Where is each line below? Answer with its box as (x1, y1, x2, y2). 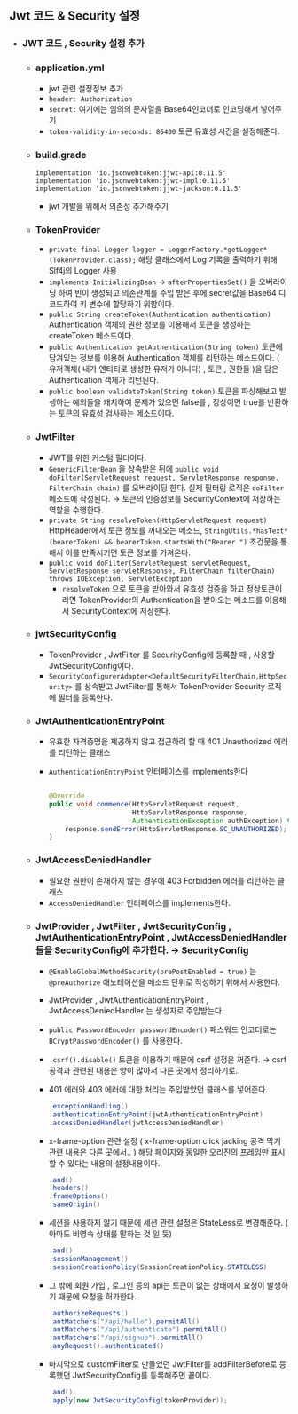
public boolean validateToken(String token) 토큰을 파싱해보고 (48, 385, 278, 397)
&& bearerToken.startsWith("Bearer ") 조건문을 (104, 536, 278, 546)
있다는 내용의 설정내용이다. (67, 1157, 161, 1168)
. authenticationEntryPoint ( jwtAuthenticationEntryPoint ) (48, 1109, 264, 1119)
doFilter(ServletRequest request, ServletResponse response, (48, 473, 279, 482)
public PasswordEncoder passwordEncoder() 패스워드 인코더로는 (48, 1024, 277, 1035)
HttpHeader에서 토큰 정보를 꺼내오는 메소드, (48, 525, 203, 536)
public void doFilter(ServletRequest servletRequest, (48, 559, 252, 568)
